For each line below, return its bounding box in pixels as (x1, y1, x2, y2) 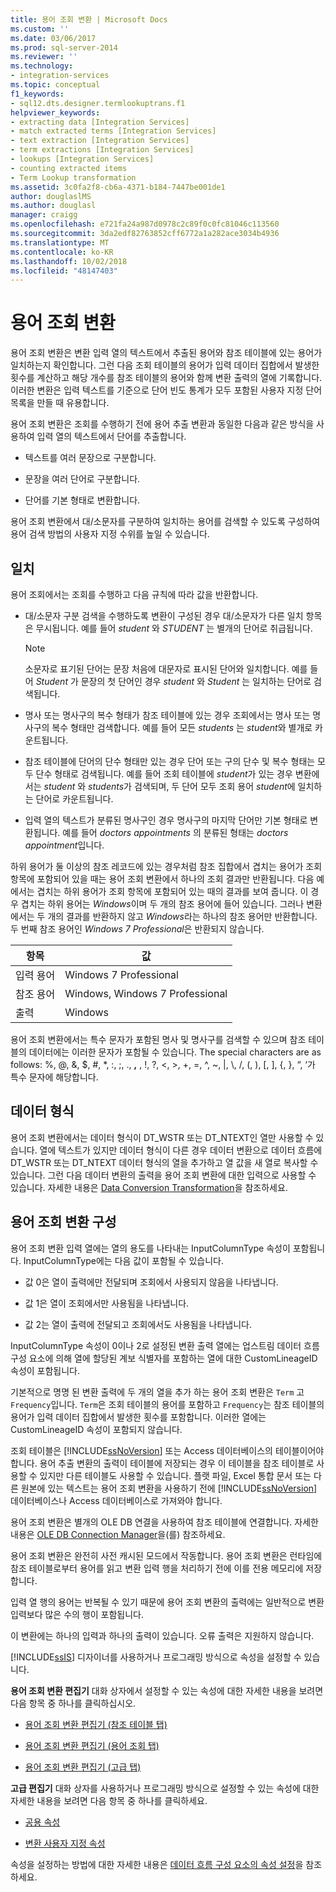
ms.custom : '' (10, 24, 70, 34)
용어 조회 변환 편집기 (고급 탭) (24, 1761, 142, 1773)
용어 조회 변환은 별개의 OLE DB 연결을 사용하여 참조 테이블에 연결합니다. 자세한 (10, 1516, 319, 1528)
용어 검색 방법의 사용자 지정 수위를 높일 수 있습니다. (10, 528, 210, 540)
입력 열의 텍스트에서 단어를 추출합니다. (36, 431, 187, 443)
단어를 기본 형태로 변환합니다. (24, 494, 141, 506)
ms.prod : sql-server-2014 (10, 42, 118, 53)
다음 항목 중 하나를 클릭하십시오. (10, 1697, 137, 1709)
